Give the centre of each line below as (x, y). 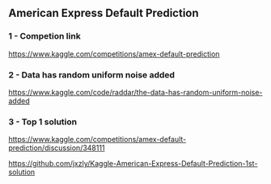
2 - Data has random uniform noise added (92, 74)
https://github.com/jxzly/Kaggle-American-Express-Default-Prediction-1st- (133, 164)
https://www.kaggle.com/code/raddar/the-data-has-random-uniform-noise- (135, 92)
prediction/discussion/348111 (57, 148)
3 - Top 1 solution (43, 122)
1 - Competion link (44, 36)
